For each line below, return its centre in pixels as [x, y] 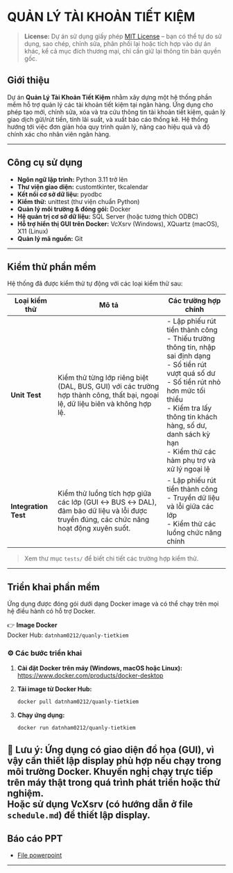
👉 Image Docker [32, 625]
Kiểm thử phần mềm [52, 267]
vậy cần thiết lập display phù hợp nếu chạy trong [114, 761]
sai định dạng [188, 356]
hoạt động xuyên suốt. [94, 528]
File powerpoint [40, 856]
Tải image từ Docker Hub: [54, 689]
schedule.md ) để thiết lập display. [79, 815]
